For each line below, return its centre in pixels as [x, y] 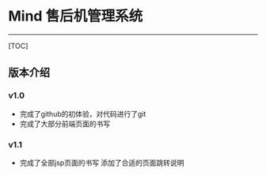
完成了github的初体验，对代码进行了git [83, 114]
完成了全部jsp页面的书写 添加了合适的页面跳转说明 [102, 162]
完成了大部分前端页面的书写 [65, 124]
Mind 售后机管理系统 [76, 16]
